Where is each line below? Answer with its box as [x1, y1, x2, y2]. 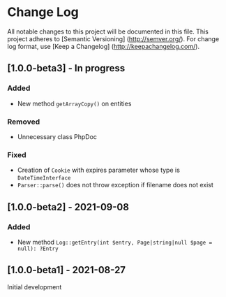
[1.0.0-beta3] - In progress [7, 62, 126, 74]
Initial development [7, 282, 62, 291]
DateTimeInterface [17, 175, 71, 182]
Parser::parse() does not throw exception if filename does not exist [17, 181, 214, 189]
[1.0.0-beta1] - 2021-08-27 [7, 264, 126, 276]
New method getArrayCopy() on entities [17, 99, 132, 108]
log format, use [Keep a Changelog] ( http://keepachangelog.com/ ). [7, 42, 200, 50]
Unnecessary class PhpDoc [17, 132, 98, 140]
